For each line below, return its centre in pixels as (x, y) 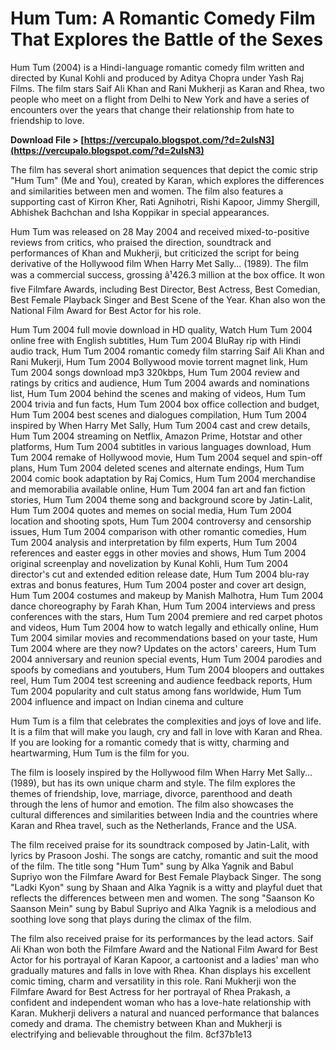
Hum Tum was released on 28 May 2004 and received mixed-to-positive (160, 231)
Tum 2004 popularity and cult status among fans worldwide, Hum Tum (156, 691)
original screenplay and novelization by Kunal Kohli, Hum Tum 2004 (149, 563)
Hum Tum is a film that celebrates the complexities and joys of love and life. (166, 721)
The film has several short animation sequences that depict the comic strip (164, 169)
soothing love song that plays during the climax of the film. (131, 919)
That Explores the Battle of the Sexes (167, 39)
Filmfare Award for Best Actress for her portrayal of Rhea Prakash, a (150, 991)
